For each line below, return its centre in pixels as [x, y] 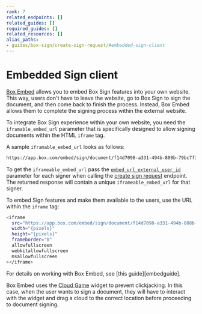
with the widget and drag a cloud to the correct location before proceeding [99, 298]
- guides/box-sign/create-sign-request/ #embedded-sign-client [86, 46]
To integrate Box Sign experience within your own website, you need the [96, 122]
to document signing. [32, 304]
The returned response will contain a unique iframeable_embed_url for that [98, 182]
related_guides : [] [31, 23]
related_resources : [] [35, 34]
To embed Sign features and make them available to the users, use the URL [99, 200]
